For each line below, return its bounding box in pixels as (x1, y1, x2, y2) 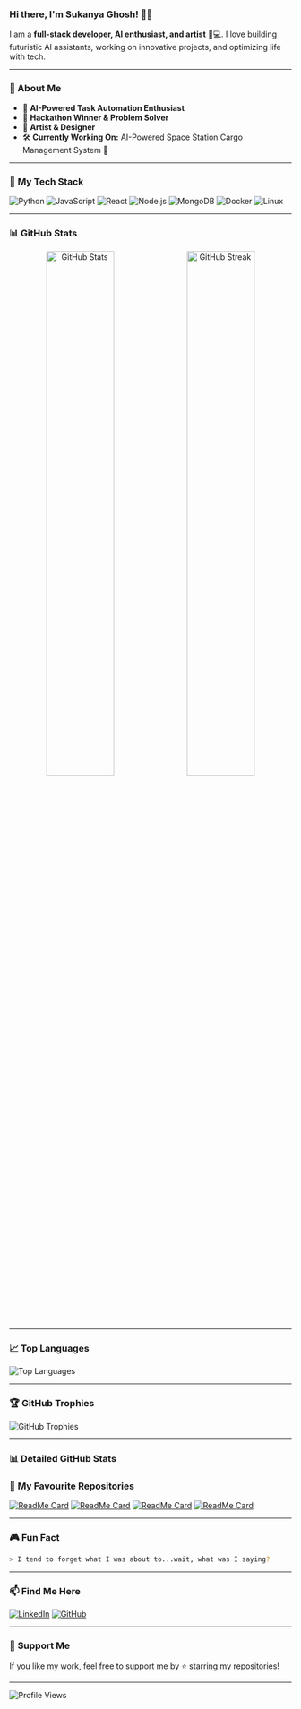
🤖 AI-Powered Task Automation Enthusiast (21, 102, 185, 113)
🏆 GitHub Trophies (9, 1397, 95, 1410)
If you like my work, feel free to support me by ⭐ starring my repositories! (9, 1661, 280, 1671)
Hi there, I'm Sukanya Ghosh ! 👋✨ (9, 8, 153, 21)
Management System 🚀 (21, 144, 109, 155)
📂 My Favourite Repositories (9, 1480, 134, 1492)
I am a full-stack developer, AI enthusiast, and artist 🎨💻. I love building (9, 29, 278, 39)
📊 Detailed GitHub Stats (9, 1452, 116, 1464)
